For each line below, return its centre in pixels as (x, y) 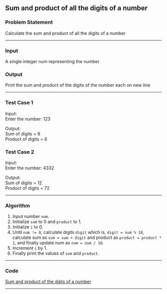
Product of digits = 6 (26, 139)
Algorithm (18, 206)
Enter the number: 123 (28, 119)
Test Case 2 (20, 152)
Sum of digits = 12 (24, 183)
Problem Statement (29, 22)
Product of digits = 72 (27, 188)
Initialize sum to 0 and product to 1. (47, 222)
